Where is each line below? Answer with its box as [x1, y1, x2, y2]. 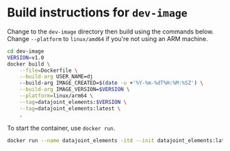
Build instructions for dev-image [7, 5, 188, 20]
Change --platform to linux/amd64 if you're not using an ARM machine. [7, 34, 209, 42]
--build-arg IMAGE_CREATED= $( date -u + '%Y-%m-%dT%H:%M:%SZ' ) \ [19, 80, 204, 87]
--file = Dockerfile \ [19, 67, 78, 74]
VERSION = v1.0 [7, 54, 44, 61]
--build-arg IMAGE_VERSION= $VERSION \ [19, 86, 130, 93]
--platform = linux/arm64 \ [19, 92, 94, 100]
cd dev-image [7, 48, 44, 55]
